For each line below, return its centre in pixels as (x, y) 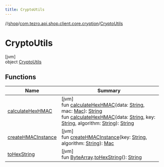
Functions (21, 77)
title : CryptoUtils (25, 9)
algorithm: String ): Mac (88, 143)
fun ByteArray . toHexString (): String (102, 157)
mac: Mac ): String (82, 111)
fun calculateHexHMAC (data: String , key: (108, 117)
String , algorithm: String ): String (98, 123)
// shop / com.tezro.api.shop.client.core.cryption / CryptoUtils (64, 23)
